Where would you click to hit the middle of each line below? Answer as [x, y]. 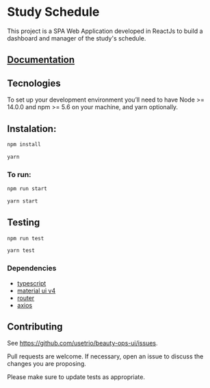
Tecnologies [34, 83]
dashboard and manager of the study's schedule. [77, 38]
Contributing [35, 327]
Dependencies [32, 269]
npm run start [27, 189]
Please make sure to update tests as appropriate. [76, 377]
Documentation [41, 60]
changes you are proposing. [47, 364]
